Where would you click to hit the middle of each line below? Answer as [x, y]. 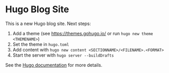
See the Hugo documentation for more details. [54, 65]
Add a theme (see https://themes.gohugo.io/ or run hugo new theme [83, 33]
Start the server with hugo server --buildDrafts [63, 55]
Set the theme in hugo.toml [41, 44]
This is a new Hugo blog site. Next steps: [48, 23]
